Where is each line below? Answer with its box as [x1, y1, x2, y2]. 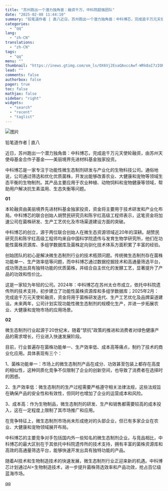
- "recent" [9, 110, 32, 115]
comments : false [5, 73, 39, 78]
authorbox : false [5, 77, 41, 82]
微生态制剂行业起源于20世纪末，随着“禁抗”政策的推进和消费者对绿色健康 [5, 327, 155, 333]
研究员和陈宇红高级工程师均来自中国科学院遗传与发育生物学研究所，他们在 [5, 235, 158, 241]
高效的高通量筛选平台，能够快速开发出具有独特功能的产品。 [5, 447, 128, 453]
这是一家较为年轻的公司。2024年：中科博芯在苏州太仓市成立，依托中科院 [5, 281, 156, 288]
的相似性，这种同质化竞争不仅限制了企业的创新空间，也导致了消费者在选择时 [5, 367, 163, 373]
